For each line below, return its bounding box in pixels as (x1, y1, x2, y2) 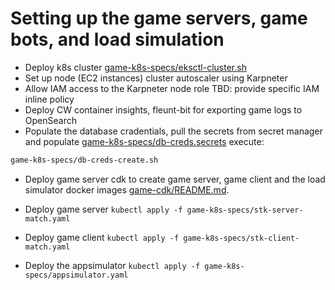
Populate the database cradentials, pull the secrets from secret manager (24, 125, 323, 137)
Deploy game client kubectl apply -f (24, 231, 180, 243)
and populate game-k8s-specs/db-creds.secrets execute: (24, 135, 265, 147)
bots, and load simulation (10, 28, 225, 51)
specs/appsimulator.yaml (24, 270, 129, 280)
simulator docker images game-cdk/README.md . (24, 183, 230, 196)
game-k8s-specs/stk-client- (183, 233, 300, 243)
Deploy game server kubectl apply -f (24, 203, 183, 215)
